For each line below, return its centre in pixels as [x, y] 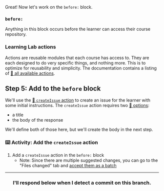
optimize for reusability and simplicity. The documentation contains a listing [81, 68]
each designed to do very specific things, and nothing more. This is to [75, 63]
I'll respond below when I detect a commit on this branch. [82, 183]
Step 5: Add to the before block [53, 88]
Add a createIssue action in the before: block [58, 155]
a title [18, 115]
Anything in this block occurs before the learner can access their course [78, 29]
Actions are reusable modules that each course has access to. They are [77, 58]
